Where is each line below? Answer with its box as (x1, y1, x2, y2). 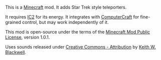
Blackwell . (5, 49, 27, 55)
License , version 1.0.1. (5, 34, 50, 40)
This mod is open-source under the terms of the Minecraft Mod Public (5, 29, 150, 34)
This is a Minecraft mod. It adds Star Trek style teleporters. (5, 4, 127, 10)
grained (5, 19, 22, 25)
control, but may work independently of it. (22, 19, 109, 25)
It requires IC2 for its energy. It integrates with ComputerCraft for (5, 14, 139, 19)
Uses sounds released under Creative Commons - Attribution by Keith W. (5, 44, 156, 49)
